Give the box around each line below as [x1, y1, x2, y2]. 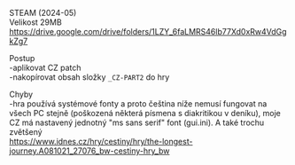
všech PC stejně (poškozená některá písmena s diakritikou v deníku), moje [9, 108, 281, 118]
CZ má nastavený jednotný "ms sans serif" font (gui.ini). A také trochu [9, 117, 265, 128]
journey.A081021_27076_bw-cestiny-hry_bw [9, 145, 170, 156]
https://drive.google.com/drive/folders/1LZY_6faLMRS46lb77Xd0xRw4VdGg [9, 27, 287, 36]
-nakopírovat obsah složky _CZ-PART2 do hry [9, 72, 170, 82]
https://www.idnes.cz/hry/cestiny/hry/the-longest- [9, 137, 193, 146]
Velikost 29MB [9, 17, 62, 27]
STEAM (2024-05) [9, 8, 77, 18]
